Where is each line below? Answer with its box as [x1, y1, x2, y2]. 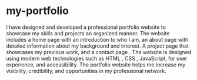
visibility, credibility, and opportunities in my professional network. [6, 67, 166, 74]
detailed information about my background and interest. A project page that [6, 42, 189, 49]
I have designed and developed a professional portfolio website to [6, 24, 166, 31]
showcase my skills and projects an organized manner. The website [6, 29, 170, 36]
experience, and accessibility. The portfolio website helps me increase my [6, 61, 186, 68]
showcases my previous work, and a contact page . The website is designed [6, 48, 192, 55]
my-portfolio [6, 4, 69, 18]
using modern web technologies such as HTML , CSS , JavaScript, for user [6, 55, 188, 62]
